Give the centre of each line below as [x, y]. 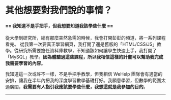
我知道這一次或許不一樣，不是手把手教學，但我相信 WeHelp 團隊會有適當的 [84, 74]
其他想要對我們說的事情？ [59, 10]
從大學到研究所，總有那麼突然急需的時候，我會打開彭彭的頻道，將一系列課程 [85, 38]
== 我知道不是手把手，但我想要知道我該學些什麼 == [59, 25]
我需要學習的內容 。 [25, 63]
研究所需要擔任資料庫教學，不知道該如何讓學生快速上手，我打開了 [88, 51]
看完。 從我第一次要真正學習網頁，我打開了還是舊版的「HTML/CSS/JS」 [81, 44]
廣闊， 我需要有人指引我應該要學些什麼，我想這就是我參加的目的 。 [79, 87]
